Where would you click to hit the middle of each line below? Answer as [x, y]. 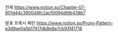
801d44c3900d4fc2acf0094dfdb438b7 [45, 13]
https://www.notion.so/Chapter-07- [50, 7]
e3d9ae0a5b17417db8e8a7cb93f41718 [44, 28]
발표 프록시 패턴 [20, 23]
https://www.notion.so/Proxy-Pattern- [74, 23]
